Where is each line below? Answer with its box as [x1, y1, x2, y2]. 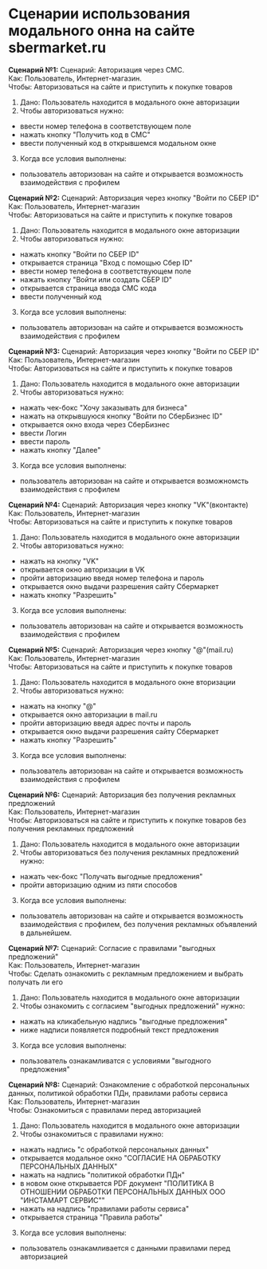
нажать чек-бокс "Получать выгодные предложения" [19, 871, 203, 881]
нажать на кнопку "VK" [19, 556, 100, 566]
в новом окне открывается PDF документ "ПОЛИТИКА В [19, 1178, 214, 1188]
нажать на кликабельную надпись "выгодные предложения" [19, 1016, 228, 1026]
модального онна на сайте [8, 22, 195, 40]
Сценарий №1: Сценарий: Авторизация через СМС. [8, 65, 185, 74]
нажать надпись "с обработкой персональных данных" [19, 1145, 210, 1154]
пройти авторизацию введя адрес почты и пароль [19, 718, 191, 728]
